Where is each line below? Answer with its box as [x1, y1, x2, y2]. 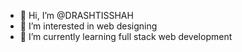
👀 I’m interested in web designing [19, 20, 158, 32]
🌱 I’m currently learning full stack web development [19, 31, 233, 42]
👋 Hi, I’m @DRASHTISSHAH [19, 10, 134, 21]
